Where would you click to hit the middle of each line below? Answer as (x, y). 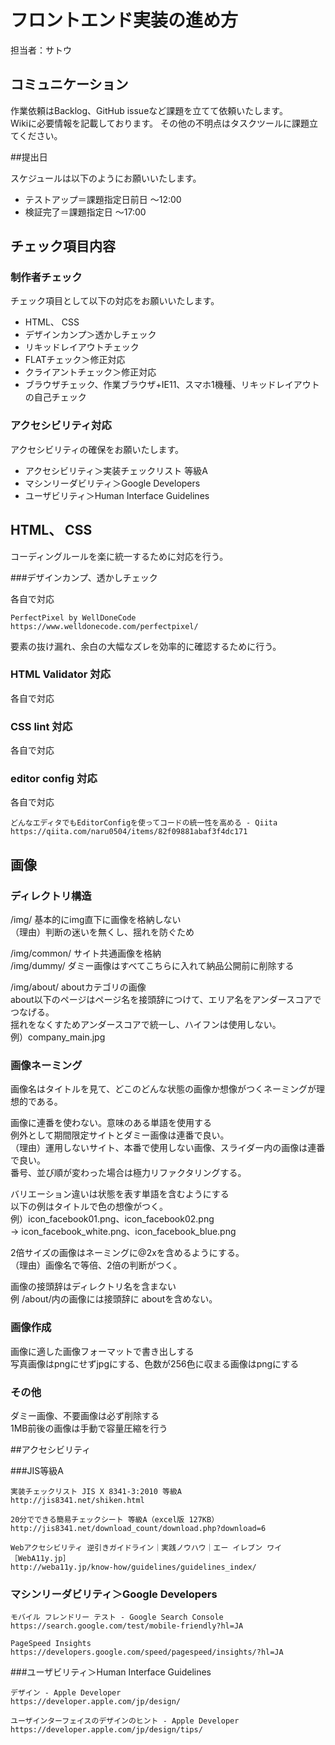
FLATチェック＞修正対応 (75, 360)
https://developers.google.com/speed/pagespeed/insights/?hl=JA (147, 1652)
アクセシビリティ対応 (61, 426)
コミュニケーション (69, 84)
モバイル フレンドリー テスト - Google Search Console (117, 1617)
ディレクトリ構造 (51, 896)
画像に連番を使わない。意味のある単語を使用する (111, 1123)
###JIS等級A (37, 1471)
